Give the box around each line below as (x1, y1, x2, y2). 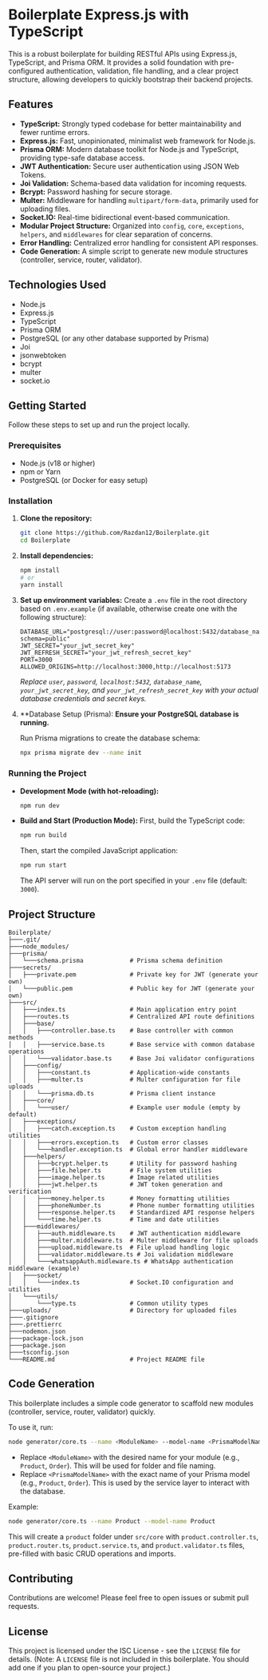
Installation (8, 495, 53, 506)
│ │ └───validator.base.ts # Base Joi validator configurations (8, 1054, 255, 1063)
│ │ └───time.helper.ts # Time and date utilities (8, 1215, 219, 1223)
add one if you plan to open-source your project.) (8, 1663, 171, 1673)
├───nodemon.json (8, 1327, 66, 1335)
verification (8, 1187, 52, 1195)
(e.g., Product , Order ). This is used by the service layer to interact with (19, 1478, 250, 1487)
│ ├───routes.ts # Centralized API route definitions (8, 1012, 255, 1020)
